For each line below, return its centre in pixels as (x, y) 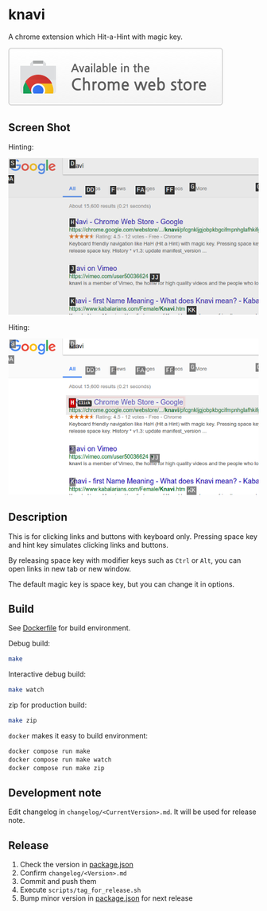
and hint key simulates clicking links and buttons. (88, 545)
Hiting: (19, 327)
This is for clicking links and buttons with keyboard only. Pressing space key (133, 536)
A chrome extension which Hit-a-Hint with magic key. (95, 37)
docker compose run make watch (60, 760)
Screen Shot (39, 128)
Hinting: (21, 147)
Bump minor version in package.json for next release (106, 898)
